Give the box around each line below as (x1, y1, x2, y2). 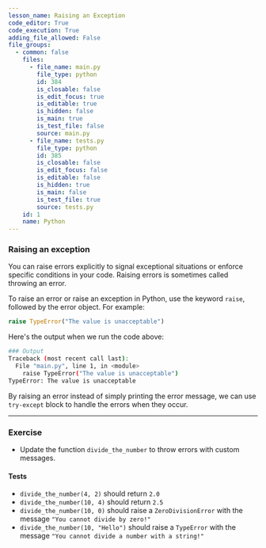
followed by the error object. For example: (8, 303, 145, 312)
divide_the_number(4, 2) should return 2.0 (19, 489, 160, 499)
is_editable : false (36, 173, 101, 182)
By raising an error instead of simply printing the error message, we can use (8, 391, 256, 401)
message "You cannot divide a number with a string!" (19, 531, 204, 541)
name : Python (22, 218, 66, 226)
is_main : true (36, 115, 83, 123)
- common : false (15, 48, 69, 56)
